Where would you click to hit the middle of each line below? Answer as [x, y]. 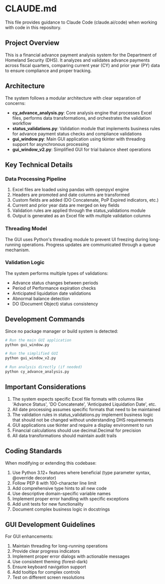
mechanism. [17, 250]
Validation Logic [25, 263]
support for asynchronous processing [50, 144]
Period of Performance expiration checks [54, 288]
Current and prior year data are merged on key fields [66, 206]
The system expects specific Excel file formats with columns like [78, 399]
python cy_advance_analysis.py [37, 372]
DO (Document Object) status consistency [55, 304]
